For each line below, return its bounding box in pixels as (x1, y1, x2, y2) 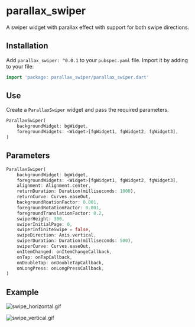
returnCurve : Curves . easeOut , (17, 194, 92, 200)
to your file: (6, 63, 34, 70)
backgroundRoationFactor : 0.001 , (17, 199, 99, 205)
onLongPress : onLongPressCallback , (17, 265, 105, 271)
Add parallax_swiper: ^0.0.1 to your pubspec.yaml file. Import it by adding (6, 56, 188, 63)
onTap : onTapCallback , (17, 254, 73, 260)
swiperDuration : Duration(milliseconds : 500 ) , (17, 238, 134, 244)
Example (6, 287, 39, 297)
